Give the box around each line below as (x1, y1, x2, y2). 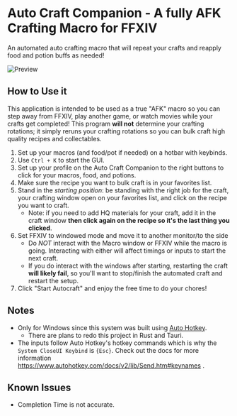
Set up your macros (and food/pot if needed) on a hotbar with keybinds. (17, 148, 228, 157)
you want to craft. (17, 201, 69, 209)
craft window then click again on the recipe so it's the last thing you (28, 216, 230, 224)
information (17, 354, 52, 362)
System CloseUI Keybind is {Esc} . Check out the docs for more (17, 346, 200, 354)
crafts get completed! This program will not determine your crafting (7, 119, 204, 128)
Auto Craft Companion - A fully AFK (7, 5, 221, 21)
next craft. (28, 253, 59, 262)
